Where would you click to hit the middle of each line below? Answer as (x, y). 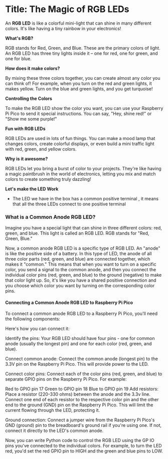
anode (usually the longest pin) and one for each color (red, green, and (78, 344)
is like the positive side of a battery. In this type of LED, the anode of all (78, 254)
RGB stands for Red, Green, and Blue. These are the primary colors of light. (83, 48)
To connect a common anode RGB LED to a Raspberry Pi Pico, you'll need (81, 314)
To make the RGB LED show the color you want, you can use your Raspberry (84, 108)
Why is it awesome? (27, 159)
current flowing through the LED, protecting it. (53, 410)
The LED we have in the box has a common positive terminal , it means (86, 198)
